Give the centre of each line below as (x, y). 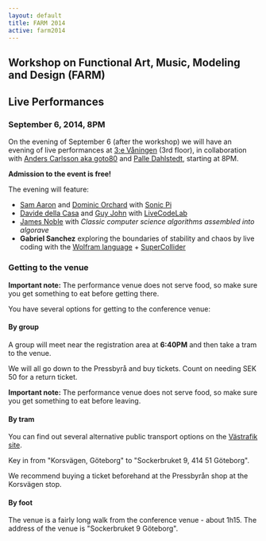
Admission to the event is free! (60, 174)
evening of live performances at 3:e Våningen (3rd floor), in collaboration (128, 150)
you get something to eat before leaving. (75, 400)
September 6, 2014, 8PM (57, 125)
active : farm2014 (37, 30)
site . (15, 445)
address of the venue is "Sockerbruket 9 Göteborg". (93, 528)
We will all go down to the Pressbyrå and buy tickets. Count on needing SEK (132, 368)
